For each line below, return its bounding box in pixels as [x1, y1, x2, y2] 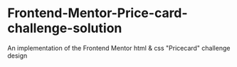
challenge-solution [7, 20, 122, 36]
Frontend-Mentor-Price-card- [7, 5, 188, 21]
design [7, 51, 28, 60]
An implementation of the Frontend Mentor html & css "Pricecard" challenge [7, 43, 231, 52]
